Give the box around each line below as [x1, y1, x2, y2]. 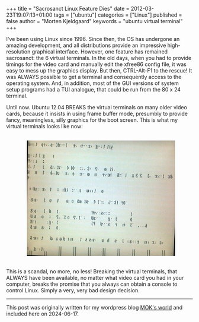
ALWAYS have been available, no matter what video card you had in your [6, 274, 184, 281]
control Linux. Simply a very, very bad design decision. [6, 286, 140, 293]
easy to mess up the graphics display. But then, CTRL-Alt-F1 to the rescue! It [6, 67, 192, 74]
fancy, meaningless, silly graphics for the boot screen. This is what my [6, 116, 178, 124]
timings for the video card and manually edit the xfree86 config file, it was [6, 61, 187, 68]
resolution [6, 48, 31, 55]
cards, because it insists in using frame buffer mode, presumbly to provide [6, 110, 188, 117]
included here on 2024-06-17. [6, 310, 79, 317]
